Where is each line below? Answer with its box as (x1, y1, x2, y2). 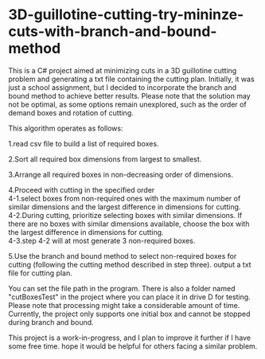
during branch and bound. (8, 317, 94, 327)
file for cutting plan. (8, 268, 73, 278)
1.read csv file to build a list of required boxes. (8, 139, 159, 148)
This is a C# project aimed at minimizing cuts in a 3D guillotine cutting (8, 65, 237, 75)
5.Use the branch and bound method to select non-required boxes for (8, 251, 237, 260)
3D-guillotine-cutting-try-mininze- (8, 6, 244, 24)
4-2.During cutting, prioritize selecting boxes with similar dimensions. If (8, 210, 243, 220)
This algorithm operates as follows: (8, 123, 123, 133)
